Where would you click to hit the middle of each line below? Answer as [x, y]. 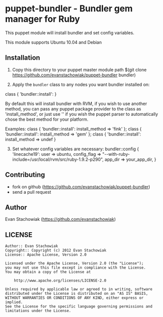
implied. [14, 302]
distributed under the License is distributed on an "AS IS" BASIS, [77, 294]
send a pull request [32, 192]
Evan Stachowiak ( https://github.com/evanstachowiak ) [61, 219]
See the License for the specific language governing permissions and [79, 307]
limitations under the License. [38, 311]
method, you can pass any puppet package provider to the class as [73, 108]
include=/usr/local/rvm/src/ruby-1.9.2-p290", [58, 159]
